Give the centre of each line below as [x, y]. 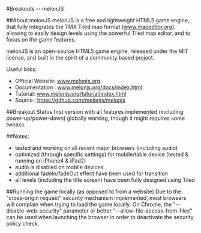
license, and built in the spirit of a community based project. [80, 57]
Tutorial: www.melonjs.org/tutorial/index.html [70, 94]
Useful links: [22, 69]
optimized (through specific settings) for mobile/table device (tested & [102, 154]
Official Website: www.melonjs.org [58, 81]
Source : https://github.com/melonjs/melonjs [70, 100]
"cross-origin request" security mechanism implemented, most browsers [96, 198]
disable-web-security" [34, 211]
